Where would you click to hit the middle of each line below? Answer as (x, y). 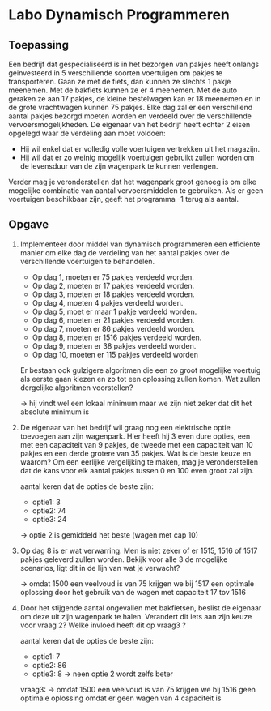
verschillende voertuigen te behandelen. (87, 261)
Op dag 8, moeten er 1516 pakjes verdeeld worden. (117, 337)
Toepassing (38, 45)
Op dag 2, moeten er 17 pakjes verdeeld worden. (113, 285)
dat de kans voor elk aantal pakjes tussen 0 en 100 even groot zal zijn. (137, 470)
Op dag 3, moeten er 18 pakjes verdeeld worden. (113, 294)
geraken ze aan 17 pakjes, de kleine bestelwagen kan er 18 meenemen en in (135, 99)
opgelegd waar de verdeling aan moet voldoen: (87, 133)
